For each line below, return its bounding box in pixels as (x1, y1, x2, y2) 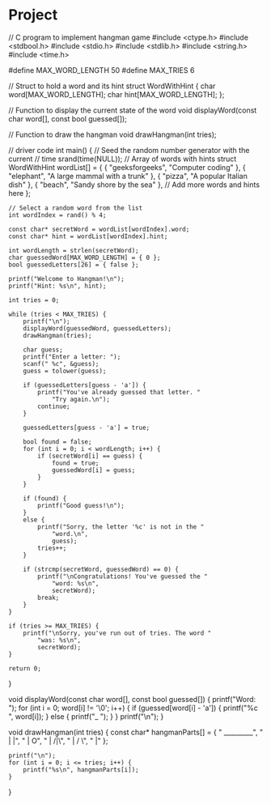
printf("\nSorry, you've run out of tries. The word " (23, 629, 212, 637)
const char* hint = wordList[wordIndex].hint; (8, 232, 168, 240)
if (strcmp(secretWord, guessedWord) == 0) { (23, 565, 180, 573)
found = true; (51, 459, 100, 467)
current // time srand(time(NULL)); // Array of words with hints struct (8, 154, 237, 164)
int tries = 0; (8, 296, 60, 304)
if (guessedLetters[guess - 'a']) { (23, 381, 147, 389)
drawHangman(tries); (23, 331, 92, 339)
